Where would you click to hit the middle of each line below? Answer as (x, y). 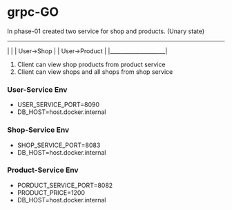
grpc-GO (33, 12)
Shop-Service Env (38, 130)
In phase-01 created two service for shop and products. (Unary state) (106, 31)
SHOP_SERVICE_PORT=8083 (59, 145)
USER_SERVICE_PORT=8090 (58, 105)
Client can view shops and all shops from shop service (95, 71)
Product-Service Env (43, 170)
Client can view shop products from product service (91, 64)
